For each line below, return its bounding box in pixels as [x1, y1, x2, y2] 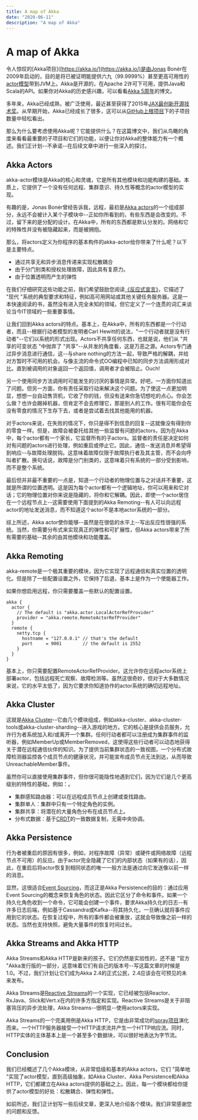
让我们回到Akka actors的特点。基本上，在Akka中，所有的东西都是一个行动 [6, 321, 187, 328]
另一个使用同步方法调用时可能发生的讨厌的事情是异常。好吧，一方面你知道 [6, 377, 187, 385]
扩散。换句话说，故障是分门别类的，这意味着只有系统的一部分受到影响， [16, 457, 192, 464]
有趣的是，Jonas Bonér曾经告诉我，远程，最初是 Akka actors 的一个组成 [6, 204, 180, 211]
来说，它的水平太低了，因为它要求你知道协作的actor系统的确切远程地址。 [6, 682, 184, 689]
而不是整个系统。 [6, 464, 48, 471]
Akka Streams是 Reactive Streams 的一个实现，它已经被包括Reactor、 [6, 989, 174, 997]
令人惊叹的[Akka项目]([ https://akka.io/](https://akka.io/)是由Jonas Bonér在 [6, 66, 187, 73]
